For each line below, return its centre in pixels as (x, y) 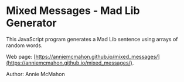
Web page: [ (21, 56)
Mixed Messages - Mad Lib (73, 11)
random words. (24, 45)
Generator (31, 23)
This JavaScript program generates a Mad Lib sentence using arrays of (92, 39)
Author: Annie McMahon (36, 74)
